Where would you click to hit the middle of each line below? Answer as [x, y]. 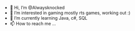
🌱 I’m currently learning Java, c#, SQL [49, 18]
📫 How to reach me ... [33, 24]
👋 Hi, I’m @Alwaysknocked [37, 8]
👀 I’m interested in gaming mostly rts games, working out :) [70, 13]
